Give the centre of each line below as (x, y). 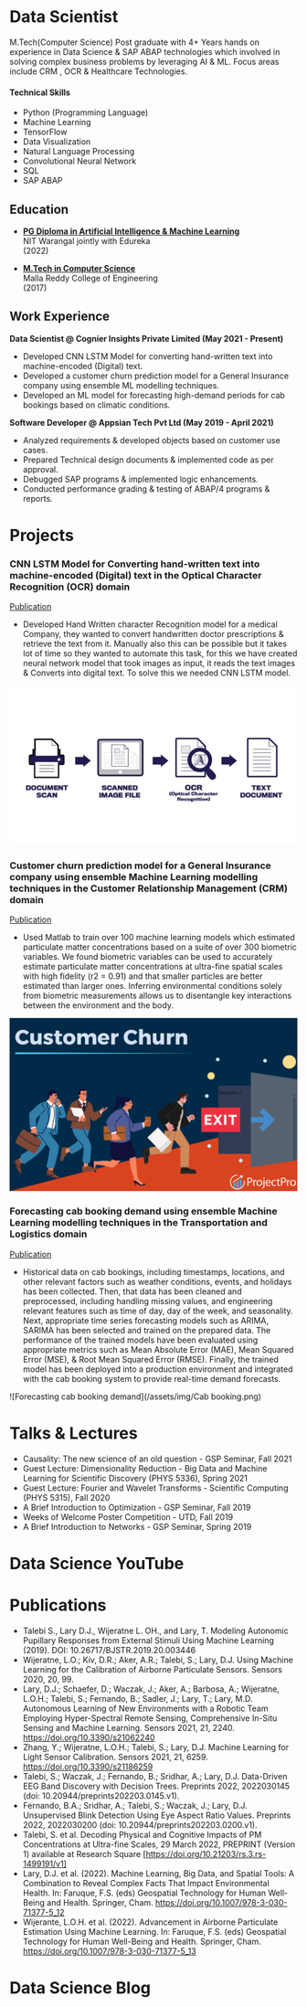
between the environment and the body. (98, 1005)
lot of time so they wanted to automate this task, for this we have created (160, 653)
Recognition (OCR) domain (70, 587)
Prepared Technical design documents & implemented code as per (148, 460)
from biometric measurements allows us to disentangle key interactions (157, 996)
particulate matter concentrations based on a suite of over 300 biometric (159, 947)
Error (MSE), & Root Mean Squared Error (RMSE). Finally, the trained (150, 1359)
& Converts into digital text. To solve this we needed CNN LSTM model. (156, 673)
